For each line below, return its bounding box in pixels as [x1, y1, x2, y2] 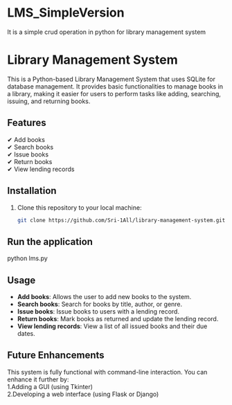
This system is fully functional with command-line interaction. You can [7, 368, 208, 376]
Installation [7, 185, 57, 197]
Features [7, 117, 46, 129]
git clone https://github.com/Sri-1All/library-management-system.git [17, 217, 226, 224]
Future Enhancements [7, 350, 105, 361]
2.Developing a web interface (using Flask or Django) [7, 390, 159, 398]
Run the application [7, 235, 93, 247]
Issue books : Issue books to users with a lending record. [17, 307, 180, 316]
